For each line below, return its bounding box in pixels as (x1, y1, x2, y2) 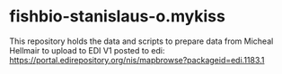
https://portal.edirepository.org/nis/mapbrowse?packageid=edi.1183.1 (9, 54, 265, 65)
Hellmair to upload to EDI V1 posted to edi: (9, 45, 165, 55)
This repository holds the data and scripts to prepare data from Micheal (9, 36, 274, 46)
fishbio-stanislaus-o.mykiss (9, 6, 226, 27)
